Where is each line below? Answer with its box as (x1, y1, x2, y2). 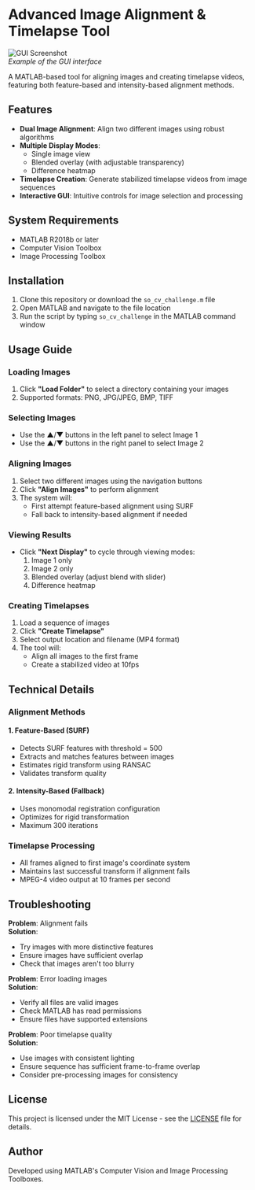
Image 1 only (31, 555, 72, 564)
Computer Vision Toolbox (19, 242, 102, 253)
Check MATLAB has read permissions (19, 1006, 143, 1016)
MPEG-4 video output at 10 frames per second (19, 875, 171, 885)
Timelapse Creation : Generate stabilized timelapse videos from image (19, 174, 247, 183)
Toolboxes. (8, 1174, 44, 1184)
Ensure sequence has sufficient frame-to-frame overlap (19, 1062, 201, 1071)
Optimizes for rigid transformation (19, 812, 129, 822)
